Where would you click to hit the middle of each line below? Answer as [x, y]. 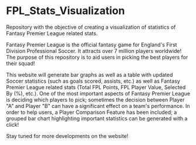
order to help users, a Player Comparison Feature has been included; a [92, 112]
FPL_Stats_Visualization [65, 11]
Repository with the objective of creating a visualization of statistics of [91, 27]
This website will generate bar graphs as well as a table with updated [89, 75]
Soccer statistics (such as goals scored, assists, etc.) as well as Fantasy [93, 81]
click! [13, 124]
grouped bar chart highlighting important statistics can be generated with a [97, 118]
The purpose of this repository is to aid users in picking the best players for [97, 57]
